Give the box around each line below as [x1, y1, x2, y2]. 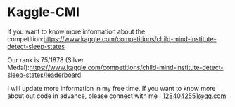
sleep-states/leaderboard [7, 71, 82, 79]
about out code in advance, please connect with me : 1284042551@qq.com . [7, 92, 229, 100]
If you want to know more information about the [7, 27, 146, 36]
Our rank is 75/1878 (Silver [7, 55, 84, 64]
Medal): [7, 63, 30, 71]
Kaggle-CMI [7, 4, 80, 20]
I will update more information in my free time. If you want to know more [7, 84, 216, 92]
